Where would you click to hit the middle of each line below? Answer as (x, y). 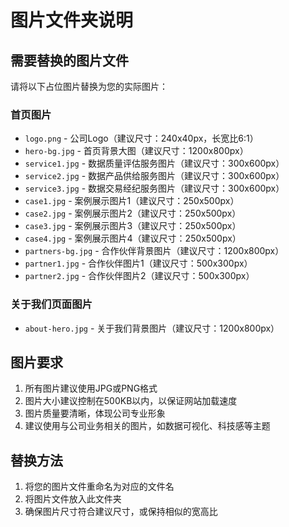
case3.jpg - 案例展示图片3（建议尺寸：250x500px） (133, 226)
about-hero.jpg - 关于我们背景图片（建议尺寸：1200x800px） (152, 328)
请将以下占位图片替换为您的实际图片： (89, 86)
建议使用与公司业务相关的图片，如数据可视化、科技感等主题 (147, 426)
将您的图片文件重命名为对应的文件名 (99, 487)
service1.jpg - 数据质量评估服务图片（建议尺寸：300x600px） (154, 163)
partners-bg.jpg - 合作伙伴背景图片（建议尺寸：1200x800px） (154, 251)
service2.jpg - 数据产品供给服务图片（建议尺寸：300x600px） (154, 176)
